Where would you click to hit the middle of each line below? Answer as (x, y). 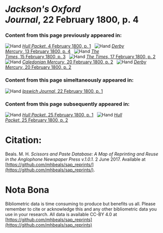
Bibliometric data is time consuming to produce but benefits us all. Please (80, 204)
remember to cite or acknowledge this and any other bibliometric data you (81, 209)
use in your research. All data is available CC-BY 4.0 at (61, 214)
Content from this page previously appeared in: (63, 35)
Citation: (23, 140)
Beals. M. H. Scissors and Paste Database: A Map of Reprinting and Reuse (82, 154)
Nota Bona (27, 190)
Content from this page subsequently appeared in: (68, 104)
